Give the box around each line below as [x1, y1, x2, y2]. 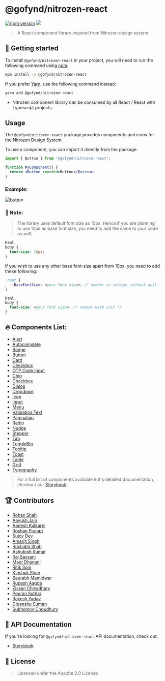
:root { [5, 278, 21, 282]
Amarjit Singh [12, 538, 40, 544]
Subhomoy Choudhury [12, 606, 58, 612]
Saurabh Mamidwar [12, 575, 53, 581]
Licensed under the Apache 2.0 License [17, 670, 98, 676]
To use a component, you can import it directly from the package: [5, 147, 138, 153]
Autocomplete [12, 341, 41, 347]
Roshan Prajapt [12, 527, 43, 533]
